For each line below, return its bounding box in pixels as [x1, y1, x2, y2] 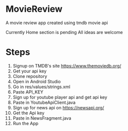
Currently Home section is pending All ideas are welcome [5, 29, 123, 35]
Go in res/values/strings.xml [12, 84, 71, 90]
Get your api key [12, 68, 47, 74]
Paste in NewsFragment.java [12, 115, 71, 121]
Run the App [12, 120, 39, 126]
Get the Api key [12, 110, 45, 116]
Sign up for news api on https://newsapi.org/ [12, 104, 104, 110]
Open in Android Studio [12, 78, 61, 84]
